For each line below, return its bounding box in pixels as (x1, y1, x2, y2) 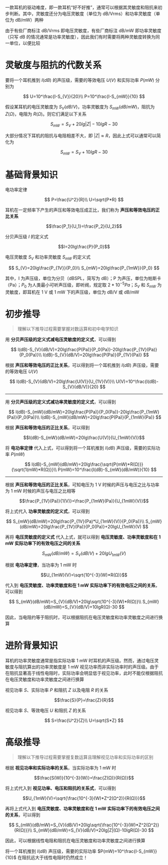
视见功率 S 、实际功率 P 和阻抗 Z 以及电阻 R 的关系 (5, 687, 108, 693)
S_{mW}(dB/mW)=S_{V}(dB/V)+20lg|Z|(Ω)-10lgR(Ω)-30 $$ (33, 827, 154, 833)
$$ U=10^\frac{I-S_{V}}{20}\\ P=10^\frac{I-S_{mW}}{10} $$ (23, 93, 145, 99)
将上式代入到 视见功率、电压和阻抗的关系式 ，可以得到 (5, 785, 116, 791)
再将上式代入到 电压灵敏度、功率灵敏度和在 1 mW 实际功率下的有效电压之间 (5, 806, 160, 812)
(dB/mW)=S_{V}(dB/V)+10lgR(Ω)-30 (43, 604, 118, 610)
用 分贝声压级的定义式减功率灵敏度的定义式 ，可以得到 (5, 399, 116, 405)
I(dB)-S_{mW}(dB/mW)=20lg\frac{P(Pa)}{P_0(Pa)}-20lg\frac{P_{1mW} (15, 409, 159, 415)
